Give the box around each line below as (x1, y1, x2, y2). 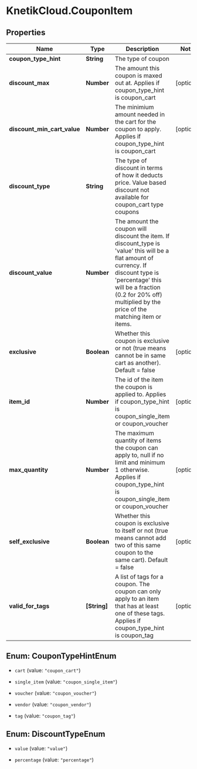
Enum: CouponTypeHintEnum (6, 651, 117, 661)
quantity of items (115, 437, 162, 444)
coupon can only (115, 587, 161, 596)
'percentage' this (115, 276, 162, 284)
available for (115, 193, 149, 201)
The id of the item (115, 376, 164, 383)
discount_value (9, 268, 53, 277)
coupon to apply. (115, 125, 162, 133)
